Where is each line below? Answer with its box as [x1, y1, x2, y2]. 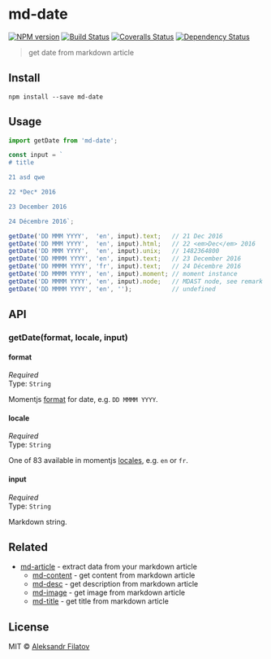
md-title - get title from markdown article [32, 596, 169, 606]
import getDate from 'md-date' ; [8, 136, 118, 145]
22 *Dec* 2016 [8, 188, 57, 196]
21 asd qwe [8, 173, 45, 181]
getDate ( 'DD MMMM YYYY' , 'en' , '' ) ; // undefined [8, 285, 217, 293]
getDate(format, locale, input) [8, 332, 128, 343]
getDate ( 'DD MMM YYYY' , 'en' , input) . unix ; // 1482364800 [8, 247, 220, 255]
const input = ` [8, 151, 63, 159]
